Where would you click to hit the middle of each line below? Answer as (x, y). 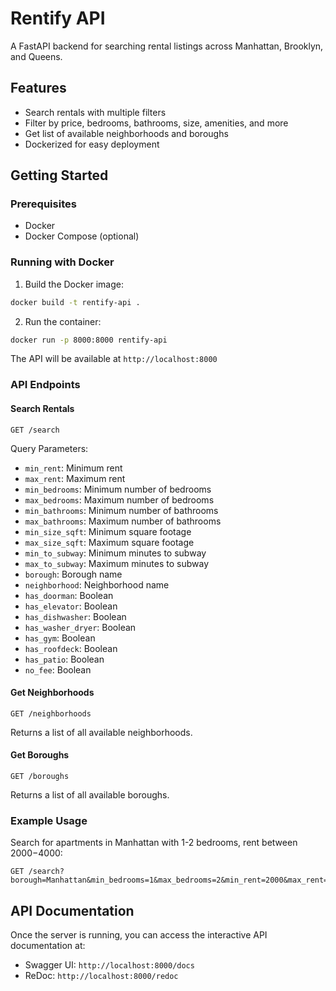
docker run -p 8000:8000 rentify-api (89, 340)
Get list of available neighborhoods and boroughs (126, 133)
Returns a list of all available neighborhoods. (101, 732)
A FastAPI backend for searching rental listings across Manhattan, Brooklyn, (167, 46)
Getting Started (59, 175)
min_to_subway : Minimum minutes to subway (115, 553)
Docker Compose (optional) (82, 236)
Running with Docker (62, 262)
